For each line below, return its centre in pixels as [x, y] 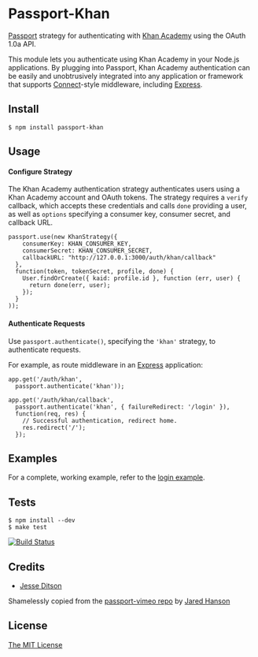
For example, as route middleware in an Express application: [105, 364]
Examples [33, 458]
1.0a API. [22, 43]
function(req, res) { [51, 414]
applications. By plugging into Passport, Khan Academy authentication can [129, 67]
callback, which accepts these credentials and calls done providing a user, [128, 206]
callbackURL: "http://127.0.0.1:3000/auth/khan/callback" [119, 258]
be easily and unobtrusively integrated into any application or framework [126, 76]
